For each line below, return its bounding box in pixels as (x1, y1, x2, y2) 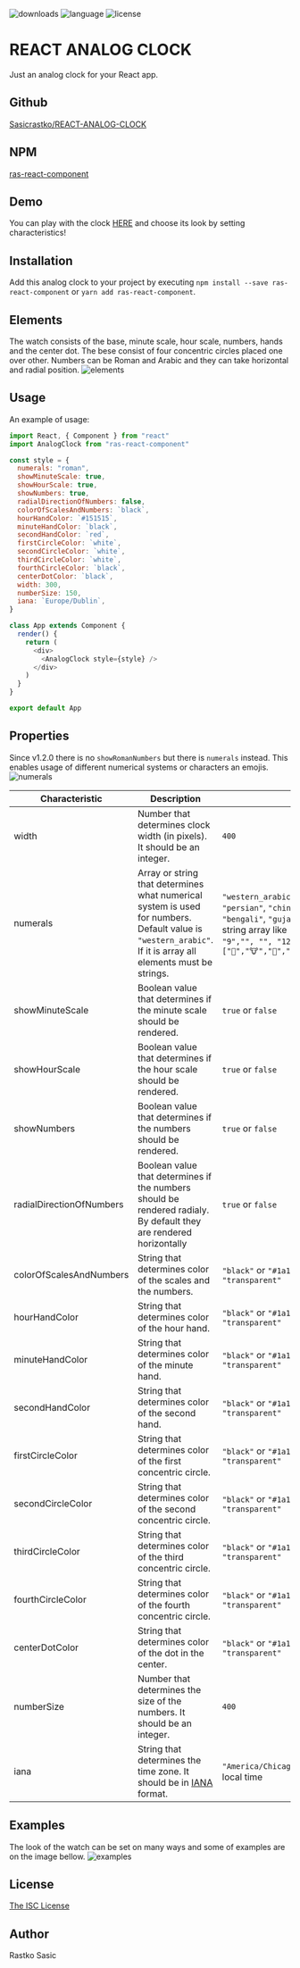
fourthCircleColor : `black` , (17, 563, 126, 572)
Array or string (137, 866, 199, 879)
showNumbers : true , (17, 489, 90, 498)
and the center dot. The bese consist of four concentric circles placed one (9, 346, 283, 356)
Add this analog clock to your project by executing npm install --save (9, 277, 269, 288)
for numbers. (137, 911, 192, 923)
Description (150, 792, 201, 805)
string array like (221, 923, 287, 936)
